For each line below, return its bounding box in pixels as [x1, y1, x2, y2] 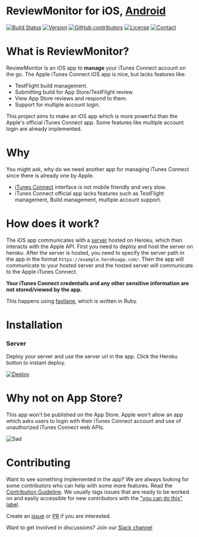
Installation [6, 318, 63, 331]
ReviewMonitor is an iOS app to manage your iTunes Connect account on [6, 64, 186, 71]
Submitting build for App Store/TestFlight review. [14, 88, 134, 96]
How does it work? [6, 217, 100, 230]
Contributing [6, 456, 71, 470]
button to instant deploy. [6, 359, 66, 367]
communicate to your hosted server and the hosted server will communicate [6, 261, 193, 268]
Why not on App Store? [6, 391, 123, 405]
